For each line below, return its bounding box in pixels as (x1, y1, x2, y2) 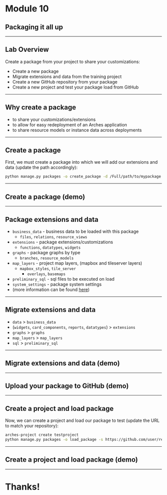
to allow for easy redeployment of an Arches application (12, 121, 128, 127)
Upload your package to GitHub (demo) (5, 382, 129, 390)
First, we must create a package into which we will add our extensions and (5, 159, 158, 165)
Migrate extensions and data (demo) (5, 359, 120, 368)
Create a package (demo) (5, 193, 85, 201)
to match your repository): (5, 423, 59, 429)
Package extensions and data (5, 215, 98, 224)
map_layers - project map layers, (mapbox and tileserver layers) (12, 260, 143, 266)
